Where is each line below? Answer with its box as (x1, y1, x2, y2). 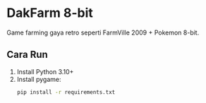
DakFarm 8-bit (6, 5, 93, 21)
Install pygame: (16, 75, 61, 83)
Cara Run (6, 49, 49, 61)
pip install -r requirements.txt (16, 88, 116, 96)
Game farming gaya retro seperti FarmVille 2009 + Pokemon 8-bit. (6, 28, 200, 37)
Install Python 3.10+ (16, 67, 74, 75)
